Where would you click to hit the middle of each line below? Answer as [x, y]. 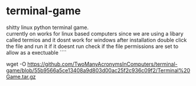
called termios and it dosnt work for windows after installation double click [97, 40]
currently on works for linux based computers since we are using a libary [95, 33]
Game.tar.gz [21, 77]
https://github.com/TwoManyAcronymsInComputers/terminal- [103, 64]
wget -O [16, 64]
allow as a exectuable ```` [36, 52]
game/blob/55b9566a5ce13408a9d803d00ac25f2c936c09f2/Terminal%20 [98, 70]
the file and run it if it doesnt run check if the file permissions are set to [92, 46]
